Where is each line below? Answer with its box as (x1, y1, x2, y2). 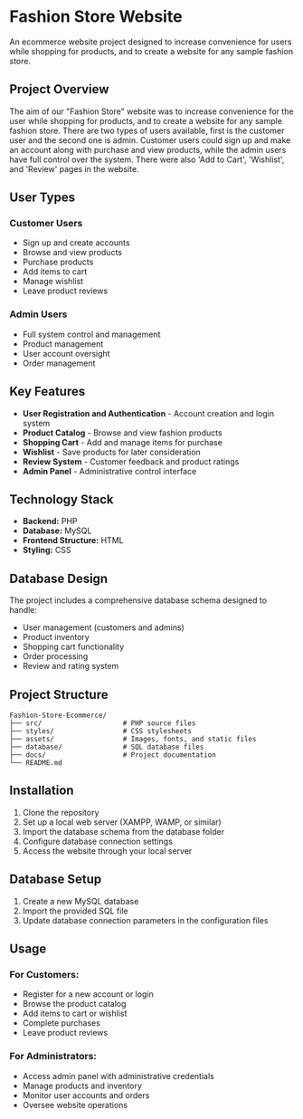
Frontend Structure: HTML (22, 535, 124, 546)
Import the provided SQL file (22, 905, 128, 916)
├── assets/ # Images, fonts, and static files (9, 734, 257, 743)
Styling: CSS (22, 545, 71, 556)
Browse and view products (22, 247, 122, 258)
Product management (22, 338, 104, 349)
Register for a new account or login (22, 989, 154, 999)
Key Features (9, 384, 86, 399)
